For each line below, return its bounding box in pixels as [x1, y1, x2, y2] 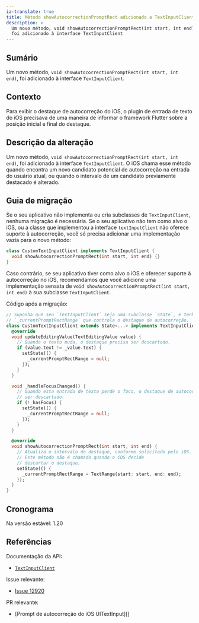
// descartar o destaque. [17, 460, 81, 466]
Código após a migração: [6, 300, 68, 307]
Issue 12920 [14, 587, 44, 594]
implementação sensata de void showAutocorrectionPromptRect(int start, [6, 282, 191, 290]
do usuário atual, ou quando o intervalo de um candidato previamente [6, 172, 176, 179]
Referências [6, 537, 52, 547]
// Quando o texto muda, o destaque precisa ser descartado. [17, 339, 171, 345]
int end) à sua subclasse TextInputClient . [6, 289, 111, 295]
